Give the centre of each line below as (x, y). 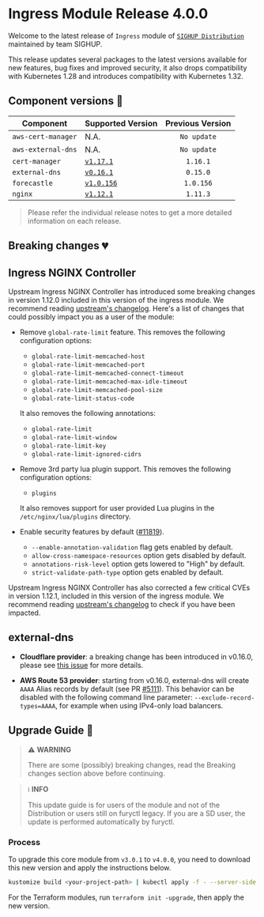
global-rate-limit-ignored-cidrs (87, 454)
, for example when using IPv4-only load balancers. (139, 705)
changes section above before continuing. (96, 773)
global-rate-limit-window (74, 437)
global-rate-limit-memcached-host (88, 357)
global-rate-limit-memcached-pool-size (97, 390)
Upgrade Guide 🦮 (51, 731)
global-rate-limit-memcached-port (88, 364)
